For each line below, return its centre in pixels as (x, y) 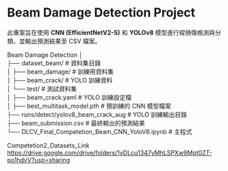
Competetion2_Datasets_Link (49, 145)
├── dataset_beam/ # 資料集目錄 (54, 62)
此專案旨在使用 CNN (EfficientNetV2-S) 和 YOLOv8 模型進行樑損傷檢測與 (111, 32)
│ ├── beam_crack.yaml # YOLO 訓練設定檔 (69, 97)
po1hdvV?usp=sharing (39, 160)
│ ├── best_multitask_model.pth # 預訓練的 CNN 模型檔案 (89, 106)
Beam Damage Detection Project (101, 13)
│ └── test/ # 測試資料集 (42, 89)
